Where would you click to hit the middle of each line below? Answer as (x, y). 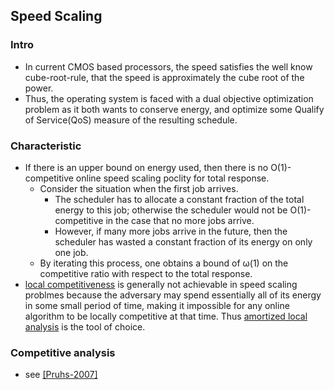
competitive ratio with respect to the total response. (146, 273)
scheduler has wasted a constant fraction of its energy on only (183, 241)
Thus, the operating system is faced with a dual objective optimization (169, 98)
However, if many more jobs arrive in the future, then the (171, 231)
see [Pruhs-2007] (61, 375)
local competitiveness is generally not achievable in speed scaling (161, 284)
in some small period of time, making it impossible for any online (157, 305)
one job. (71, 252)
